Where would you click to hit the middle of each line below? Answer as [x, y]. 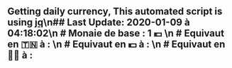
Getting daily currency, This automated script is [115, 12]
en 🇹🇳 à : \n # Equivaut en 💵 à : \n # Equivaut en [116, 45]
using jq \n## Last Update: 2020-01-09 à [99, 23]
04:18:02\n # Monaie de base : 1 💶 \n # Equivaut [116, 33]
